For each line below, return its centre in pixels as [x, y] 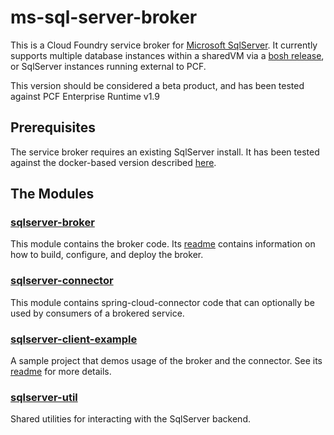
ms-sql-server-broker [104, 17]
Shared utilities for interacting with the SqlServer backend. [130, 419]
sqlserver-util [44, 397]
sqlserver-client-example [74, 339]
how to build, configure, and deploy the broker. [107, 255]
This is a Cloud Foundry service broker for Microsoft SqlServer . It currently [164, 45]
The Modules [52, 194]
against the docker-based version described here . [113, 162]
